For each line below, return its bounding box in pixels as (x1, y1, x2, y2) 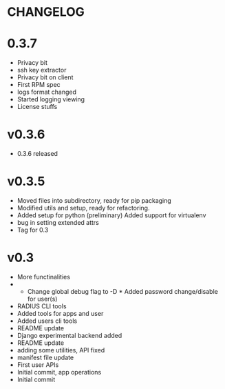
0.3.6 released (17, 150, 58, 158)
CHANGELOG (7, 4, 85, 20)
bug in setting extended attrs (17, 219, 100, 226)
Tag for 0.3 (17, 226, 49, 234)
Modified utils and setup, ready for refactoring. (17, 204, 150, 212)
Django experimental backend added (17, 331, 122, 339)
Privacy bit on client (17, 73, 74, 81)
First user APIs (17, 360, 59, 369)
